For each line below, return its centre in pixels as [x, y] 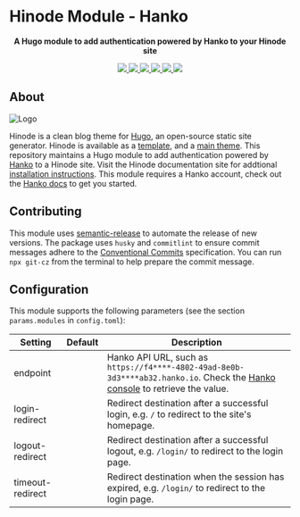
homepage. [131, 426]
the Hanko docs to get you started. [73, 183]
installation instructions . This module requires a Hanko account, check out [146, 174]
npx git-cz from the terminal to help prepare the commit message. [132, 262]
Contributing [46, 212]
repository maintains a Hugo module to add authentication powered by [139, 154]
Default [83, 343]
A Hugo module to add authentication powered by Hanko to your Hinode [150, 41]
